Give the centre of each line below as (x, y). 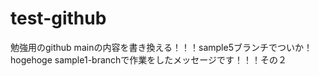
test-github (58, 18)
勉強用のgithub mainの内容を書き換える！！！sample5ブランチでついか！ (161, 47)
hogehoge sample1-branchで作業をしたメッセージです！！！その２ (149, 59)
